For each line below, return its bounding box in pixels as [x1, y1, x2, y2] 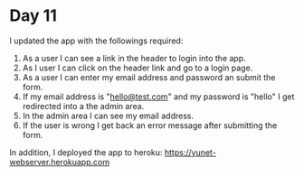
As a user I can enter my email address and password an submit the [22, 71, 276, 82]
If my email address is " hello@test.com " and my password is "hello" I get [22, 91, 295, 102]
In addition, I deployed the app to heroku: [9, 146, 163, 158]
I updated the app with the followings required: [9, 35, 184, 46]
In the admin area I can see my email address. [22, 110, 195, 121]
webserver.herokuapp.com [9, 156, 110, 167]
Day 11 [9, 5, 57, 26]
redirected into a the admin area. [22, 100, 145, 111]
